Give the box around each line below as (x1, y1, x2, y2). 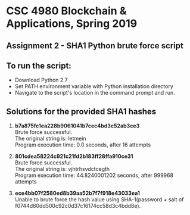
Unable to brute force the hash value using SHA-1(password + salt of (14, 196, 184, 203)
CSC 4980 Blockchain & (6, 4, 127, 18)
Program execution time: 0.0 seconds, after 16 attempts (14, 141, 151, 148)
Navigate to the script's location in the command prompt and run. (14, 89, 176, 96)
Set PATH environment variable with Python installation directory (14, 83, 174, 90)
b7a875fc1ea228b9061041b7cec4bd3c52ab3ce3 (14, 122, 140, 129)
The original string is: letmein (14, 135, 86, 142)
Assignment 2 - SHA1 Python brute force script (6, 40, 183, 51)
